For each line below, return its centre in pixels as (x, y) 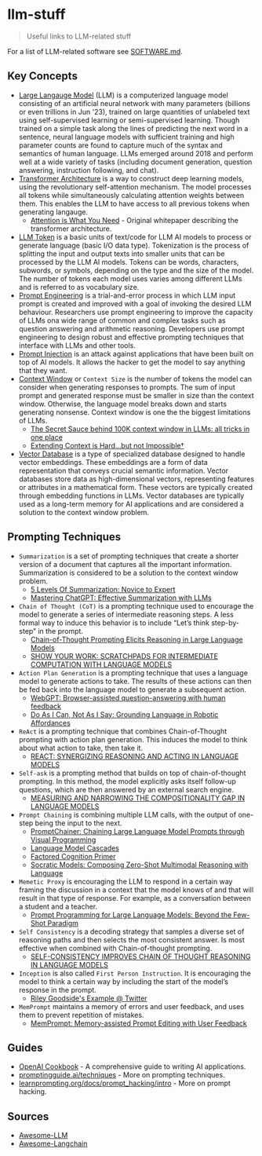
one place (47, 437)
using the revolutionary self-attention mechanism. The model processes (135, 187)
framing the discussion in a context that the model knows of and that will (136, 890)
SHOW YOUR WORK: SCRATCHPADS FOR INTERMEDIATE (124, 656)
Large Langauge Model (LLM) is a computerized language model (123, 95)
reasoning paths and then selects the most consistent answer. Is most (131, 939)
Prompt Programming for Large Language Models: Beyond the (131, 915)
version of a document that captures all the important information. (125, 564)
